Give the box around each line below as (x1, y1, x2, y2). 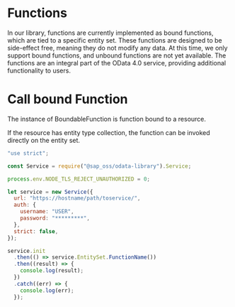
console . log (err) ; (20, 286, 74, 294)
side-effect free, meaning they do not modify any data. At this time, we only (7, 43, 228, 52)
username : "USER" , (20, 208, 74, 215)
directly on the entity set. (7, 136, 80, 144)
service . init (7, 247, 46, 254)
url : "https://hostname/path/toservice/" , (13, 195, 141, 202)
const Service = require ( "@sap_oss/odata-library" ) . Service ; (7, 162, 192, 170)
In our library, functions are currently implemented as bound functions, (7, 28, 214, 37)
